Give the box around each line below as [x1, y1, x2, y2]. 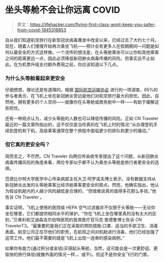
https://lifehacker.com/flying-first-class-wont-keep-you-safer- [30, 21, 156, 27]
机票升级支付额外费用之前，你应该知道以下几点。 [21, 61, 121, 67]
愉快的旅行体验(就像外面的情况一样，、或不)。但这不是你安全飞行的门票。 [5, 251, 152, 257]
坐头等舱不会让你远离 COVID [5, 4, 121, 16]
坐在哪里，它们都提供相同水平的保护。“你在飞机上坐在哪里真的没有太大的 [5, 210, 153, 216]
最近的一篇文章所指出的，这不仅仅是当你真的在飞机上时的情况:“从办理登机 [5, 121, 154, 127]
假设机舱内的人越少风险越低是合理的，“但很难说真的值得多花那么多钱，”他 [9, 188, 157, 194]
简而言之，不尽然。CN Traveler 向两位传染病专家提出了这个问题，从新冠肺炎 [5, 153, 159, 159]
